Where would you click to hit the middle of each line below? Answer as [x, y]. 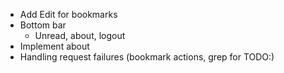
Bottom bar [43, 25]
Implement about [54, 46]
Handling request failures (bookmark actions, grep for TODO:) [147, 57]
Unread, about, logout [80, 35]
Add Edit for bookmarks [68, 14]
